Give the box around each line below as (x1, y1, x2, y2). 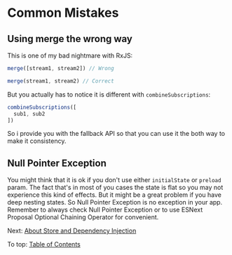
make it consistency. (7, 137, 67, 145)
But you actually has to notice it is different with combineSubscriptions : (7, 90, 211, 99)
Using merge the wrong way (7, 33, 133, 45)
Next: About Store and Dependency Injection (7, 226, 137, 235)
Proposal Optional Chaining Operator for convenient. (7, 213, 159, 221)
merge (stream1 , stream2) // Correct (7, 77, 114, 85)
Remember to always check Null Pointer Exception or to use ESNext (7, 205, 203, 214)
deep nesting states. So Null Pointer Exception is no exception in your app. (7, 198, 223, 207)
